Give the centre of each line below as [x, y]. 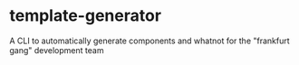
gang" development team [57, 50]
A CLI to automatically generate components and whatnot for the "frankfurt [149, 41]
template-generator [85, 16]
